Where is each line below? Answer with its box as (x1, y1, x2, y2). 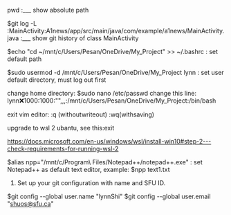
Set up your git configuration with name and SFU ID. (17, 179, 166, 187)
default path (7, 55, 42, 63)
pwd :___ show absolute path (7, 6, 89, 14)
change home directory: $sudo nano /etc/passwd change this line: (7, 89, 197, 97)
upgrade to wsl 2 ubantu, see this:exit (7, 124, 115, 132)
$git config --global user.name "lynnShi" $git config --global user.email (7, 192, 211, 200)
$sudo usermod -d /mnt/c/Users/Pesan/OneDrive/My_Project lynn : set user (7, 69, 225, 76)
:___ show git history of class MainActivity (20, 34, 139, 42)
